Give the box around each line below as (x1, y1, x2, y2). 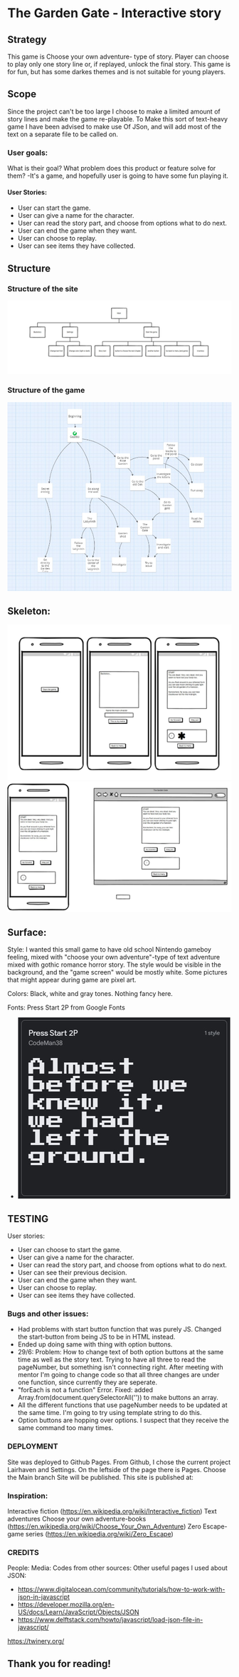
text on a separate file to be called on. (7, 130, 119, 139)
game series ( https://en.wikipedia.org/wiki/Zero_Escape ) (7, 1529, 174, 1538)
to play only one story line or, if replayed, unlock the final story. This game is (7, 60, 231, 69)
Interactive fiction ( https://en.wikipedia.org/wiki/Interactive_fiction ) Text (7, 1506, 217, 1515)
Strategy (7, 34, 47, 46)
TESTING (7, 1212, 49, 1225)
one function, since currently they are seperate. (17, 1378, 158, 1386)
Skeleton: (7, 605, 51, 617)
